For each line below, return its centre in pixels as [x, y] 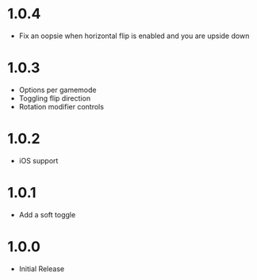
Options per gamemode [58, 90]
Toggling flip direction [55, 98]
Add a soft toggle [47, 214]
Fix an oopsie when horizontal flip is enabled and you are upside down [134, 36]
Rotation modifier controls [61, 106]
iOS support [38, 160]
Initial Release [42, 268]
